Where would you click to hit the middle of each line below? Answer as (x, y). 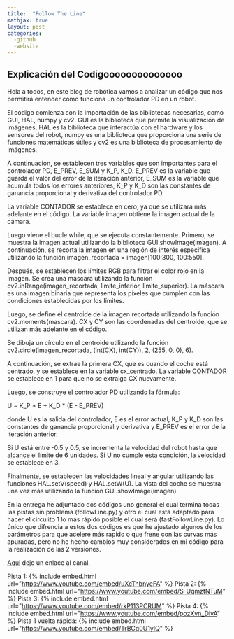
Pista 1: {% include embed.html (52, 576)
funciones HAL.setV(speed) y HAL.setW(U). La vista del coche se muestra (114, 483)
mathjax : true (28, 20)
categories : (24, 33)
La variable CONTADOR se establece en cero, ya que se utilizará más (107, 206)
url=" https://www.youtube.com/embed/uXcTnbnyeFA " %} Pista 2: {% (107, 583)
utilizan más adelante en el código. (57, 329)
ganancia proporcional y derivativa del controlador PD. (86, 192)
